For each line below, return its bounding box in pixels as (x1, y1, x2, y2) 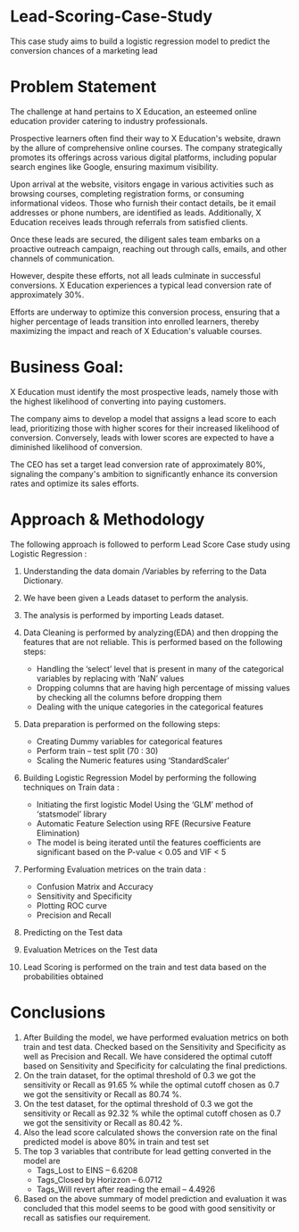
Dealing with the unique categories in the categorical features (36, 701, 264, 712)
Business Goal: (10, 357, 124, 377)
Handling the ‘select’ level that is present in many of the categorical (36, 663, 285, 674)
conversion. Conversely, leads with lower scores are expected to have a (10, 432, 275, 443)
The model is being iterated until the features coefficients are (36, 837, 262, 848)
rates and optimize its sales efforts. (10, 478, 139, 489)
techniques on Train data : (22, 782, 120, 792)
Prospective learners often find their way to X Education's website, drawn (10, 132, 281, 144)
